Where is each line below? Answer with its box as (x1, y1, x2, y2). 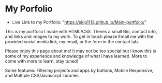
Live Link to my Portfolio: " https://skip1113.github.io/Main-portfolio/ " (12, 19, 147, 25)
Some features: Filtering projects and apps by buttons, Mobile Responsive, (5, 67, 154, 73)
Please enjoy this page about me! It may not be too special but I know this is (5, 48, 156, 54)
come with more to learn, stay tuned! (5, 58, 78, 64)
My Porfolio (5, 3, 53, 14)
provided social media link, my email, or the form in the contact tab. (5, 38, 139, 44)
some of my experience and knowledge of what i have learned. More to (5, 53, 147, 59)
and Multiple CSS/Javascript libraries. (5, 72, 80, 78)
